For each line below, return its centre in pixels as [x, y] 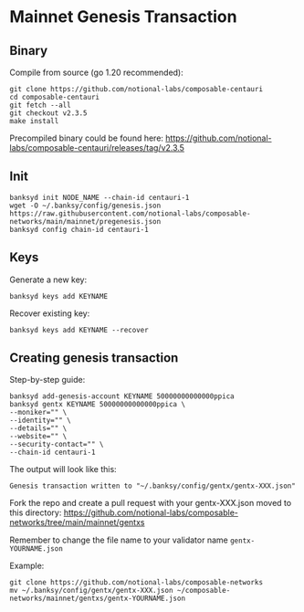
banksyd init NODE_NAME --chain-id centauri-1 [100, 197]
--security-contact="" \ [57, 445]
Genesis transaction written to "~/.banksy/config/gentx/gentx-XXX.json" [153, 486]
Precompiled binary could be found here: [87, 138]
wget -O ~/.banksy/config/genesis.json [85, 206]
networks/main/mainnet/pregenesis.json [85, 221]
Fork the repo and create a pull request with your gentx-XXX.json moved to [151, 503]
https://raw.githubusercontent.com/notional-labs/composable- [130, 213]
